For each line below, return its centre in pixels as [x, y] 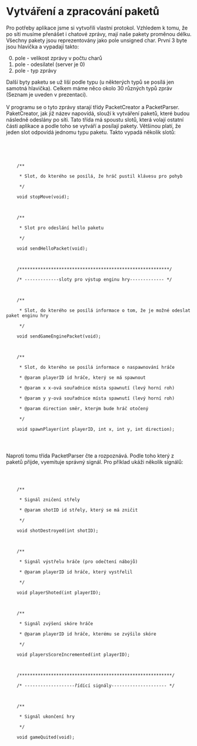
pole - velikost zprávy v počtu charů [58, 58]
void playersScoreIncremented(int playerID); [74, 655]
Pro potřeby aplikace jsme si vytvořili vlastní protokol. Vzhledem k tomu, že [97, 28]
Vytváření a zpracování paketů [83, 12]
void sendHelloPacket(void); [52, 248]
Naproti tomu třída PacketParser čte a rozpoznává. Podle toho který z [90, 456]
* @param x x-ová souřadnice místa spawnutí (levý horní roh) [97, 388]
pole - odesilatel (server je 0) [50, 64]
